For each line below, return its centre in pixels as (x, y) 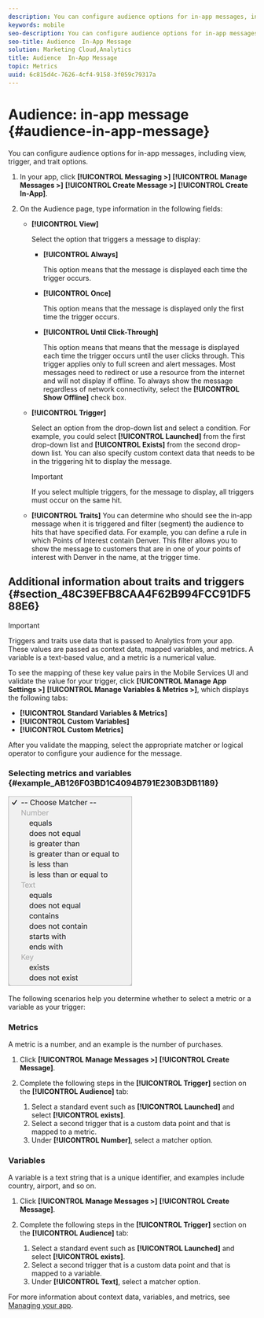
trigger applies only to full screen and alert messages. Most (139, 364)
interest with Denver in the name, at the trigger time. (115, 557)
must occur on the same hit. (77, 500)
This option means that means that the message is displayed (141, 347)
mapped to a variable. (66, 1273)
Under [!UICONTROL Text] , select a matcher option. (116, 1282)
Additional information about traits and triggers (126, 582)
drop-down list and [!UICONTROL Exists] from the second (126, 444)
